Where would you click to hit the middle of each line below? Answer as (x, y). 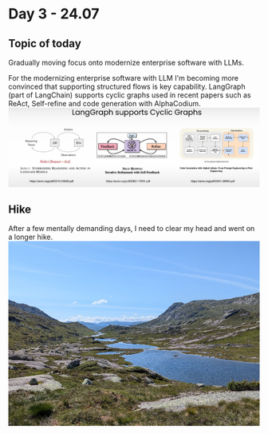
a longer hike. (31, 237)
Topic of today (45, 44)
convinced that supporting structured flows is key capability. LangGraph (127, 86)
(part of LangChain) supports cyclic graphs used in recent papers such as (130, 95)
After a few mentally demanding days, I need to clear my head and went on (132, 229)
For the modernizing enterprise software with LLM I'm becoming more (124, 78)
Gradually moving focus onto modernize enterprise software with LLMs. (126, 62)
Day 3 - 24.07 (54, 14)
